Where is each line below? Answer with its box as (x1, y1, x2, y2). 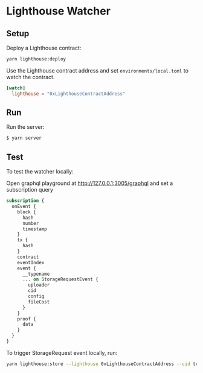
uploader (28, 282, 50, 288)
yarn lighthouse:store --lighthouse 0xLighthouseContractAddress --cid (6, 361, 190, 367)
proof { (17, 316, 36, 322)
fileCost (28, 299, 50, 305)
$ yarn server (6, 135, 42, 141)
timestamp (22, 225, 47, 232)
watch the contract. (6, 73, 55, 80)
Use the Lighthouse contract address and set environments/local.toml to (6, 66, 189, 74)
